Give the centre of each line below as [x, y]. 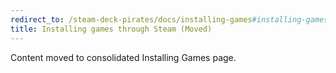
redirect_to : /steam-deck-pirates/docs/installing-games [131, 19]
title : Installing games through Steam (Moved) [111, 29]
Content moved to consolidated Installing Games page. [123, 57]
